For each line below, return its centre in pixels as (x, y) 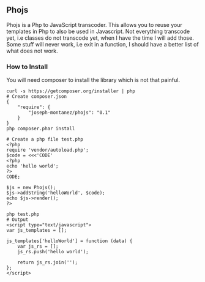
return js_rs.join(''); (48, 262)
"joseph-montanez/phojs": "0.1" (70, 113)
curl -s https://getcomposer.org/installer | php (71, 91)
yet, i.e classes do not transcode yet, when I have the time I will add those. (100, 38)
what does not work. (32, 51)
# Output (17, 220)
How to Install (27, 67)
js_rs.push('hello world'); (53, 252)
